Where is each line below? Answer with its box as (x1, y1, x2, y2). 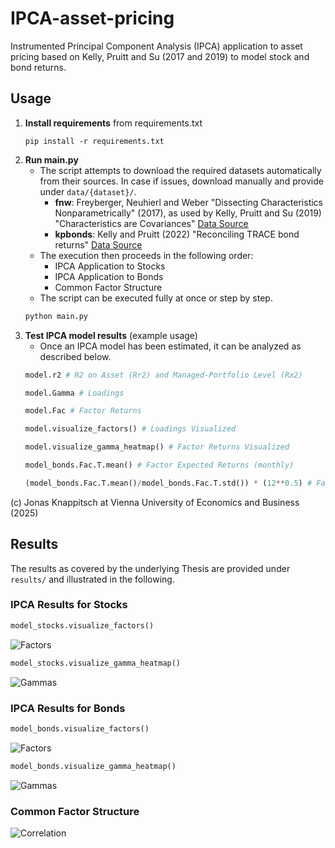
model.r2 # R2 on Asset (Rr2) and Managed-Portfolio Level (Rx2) (24, 370, 303, 380)
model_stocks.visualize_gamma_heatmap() (10, 658, 182, 668)
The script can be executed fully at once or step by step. (39, 292, 273, 304)
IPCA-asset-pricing (10, 7, 175, 30)
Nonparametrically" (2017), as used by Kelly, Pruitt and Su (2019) (54, 207, 322, 219)
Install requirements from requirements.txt (24, 117, 203, 129)
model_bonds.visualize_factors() (10, 723, 150, 734)
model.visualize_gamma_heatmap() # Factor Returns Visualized (24, 442, 290, 452)
